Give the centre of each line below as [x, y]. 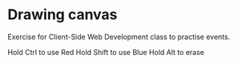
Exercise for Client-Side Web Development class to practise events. [119, 37]
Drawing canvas [63, 15]
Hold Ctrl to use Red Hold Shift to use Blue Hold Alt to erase [106, 52]
